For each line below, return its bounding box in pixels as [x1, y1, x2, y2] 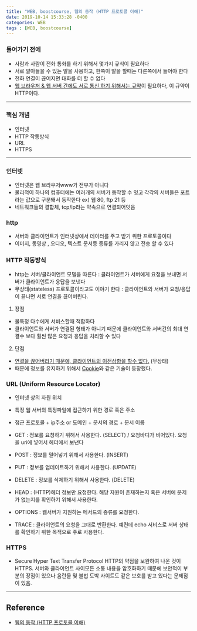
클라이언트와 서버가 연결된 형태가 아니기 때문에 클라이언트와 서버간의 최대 [14, 325, 183, 332]
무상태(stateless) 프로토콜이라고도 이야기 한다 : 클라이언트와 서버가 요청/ [14, 285, 182, 292]
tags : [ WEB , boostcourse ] [6, 25, 72, 31]
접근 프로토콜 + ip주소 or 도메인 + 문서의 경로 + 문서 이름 [14, 419, 145, 426]
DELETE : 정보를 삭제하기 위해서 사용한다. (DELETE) [14, 476, 135, 483]
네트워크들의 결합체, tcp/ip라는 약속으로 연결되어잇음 [14, 203, 136, 211]
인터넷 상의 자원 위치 [14, 394, 62, 401]
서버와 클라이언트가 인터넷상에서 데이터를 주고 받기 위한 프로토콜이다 [14, 233, 172, 240]
